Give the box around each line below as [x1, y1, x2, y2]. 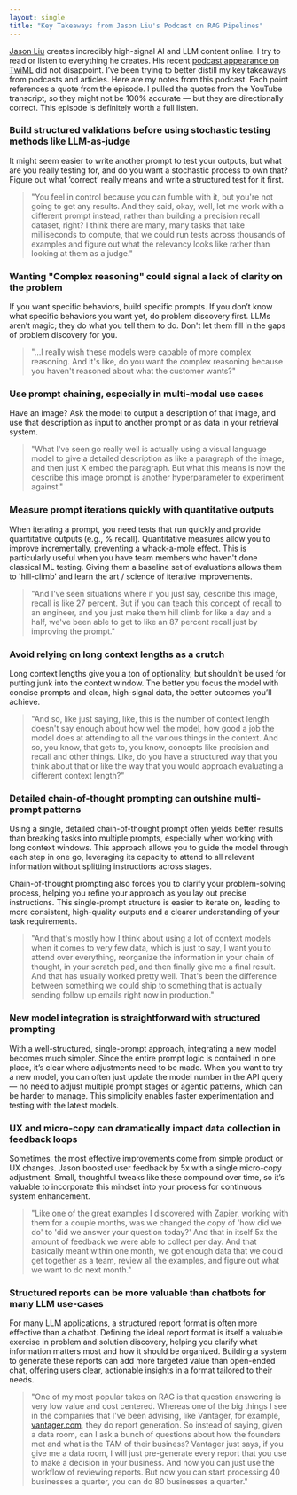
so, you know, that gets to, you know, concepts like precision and [30, 741, 270, 752]
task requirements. [9, 916, 78, 927]
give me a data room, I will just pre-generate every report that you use [30, 1448, 287, 1459]
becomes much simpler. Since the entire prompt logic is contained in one [9, 1053, 277, 1063]
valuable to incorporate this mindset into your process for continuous [9, 1181, 262, 1192]
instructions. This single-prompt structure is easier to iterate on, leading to [9, 897, 281, 908]
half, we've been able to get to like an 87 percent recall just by [30, 616, 258, 627]
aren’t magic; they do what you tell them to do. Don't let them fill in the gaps [9, 320, 286, 331]
